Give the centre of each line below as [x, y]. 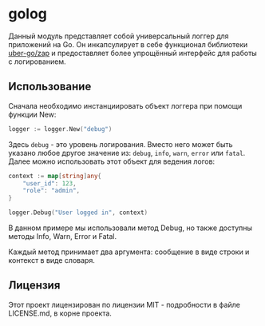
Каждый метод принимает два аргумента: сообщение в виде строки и [129, 252]
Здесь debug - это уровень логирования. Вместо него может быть [121, 144]
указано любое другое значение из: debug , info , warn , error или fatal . [127, 153]
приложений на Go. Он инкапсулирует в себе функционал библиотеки [128, 44]
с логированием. [37, 62]
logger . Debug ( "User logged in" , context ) [78, 213]
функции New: [32, 114]
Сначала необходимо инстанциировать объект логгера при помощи [125, 105]
